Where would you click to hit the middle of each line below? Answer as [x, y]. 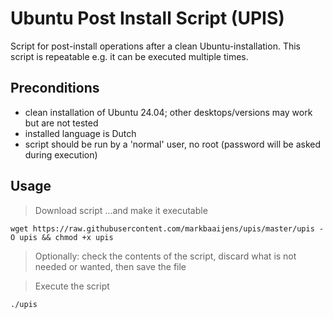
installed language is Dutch [80, 133]
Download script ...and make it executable [121, 210]
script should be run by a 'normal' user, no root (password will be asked [172, 144]
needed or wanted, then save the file [110, 266]
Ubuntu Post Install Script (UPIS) [147, 18]
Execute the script [72, 286]
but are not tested [61, 123]
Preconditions [55, 88]
